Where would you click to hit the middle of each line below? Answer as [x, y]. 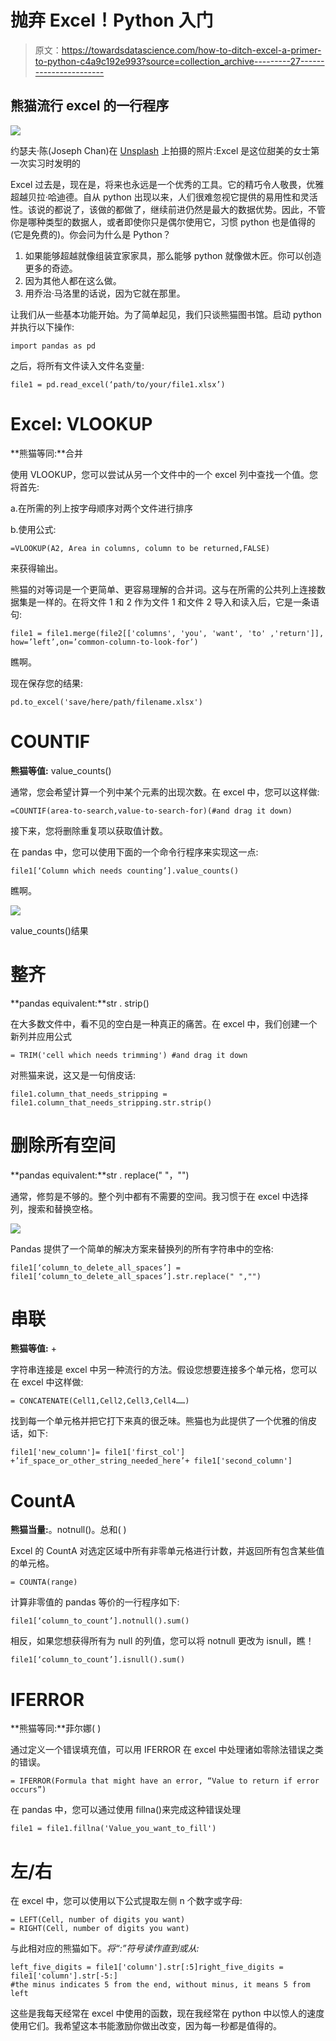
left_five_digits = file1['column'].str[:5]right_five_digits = [147, 1967]
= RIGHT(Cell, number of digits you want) [100, 1929]
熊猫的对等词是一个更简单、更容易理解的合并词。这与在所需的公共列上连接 [163, 589]
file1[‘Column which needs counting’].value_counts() [125, 871]
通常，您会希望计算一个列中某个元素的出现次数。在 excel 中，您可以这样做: [165, 792]
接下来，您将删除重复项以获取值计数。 [89, 830]
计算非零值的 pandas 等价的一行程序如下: [95, 1602]
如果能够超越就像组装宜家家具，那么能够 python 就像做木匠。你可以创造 [173, 255]
